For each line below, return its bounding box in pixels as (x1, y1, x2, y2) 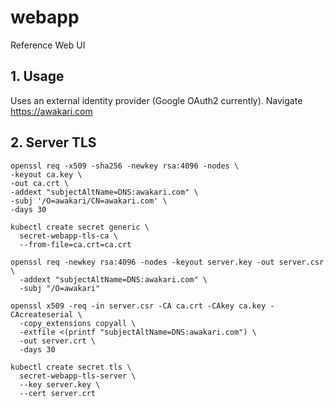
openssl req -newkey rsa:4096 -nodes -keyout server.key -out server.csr (10, 257, 325, 267)
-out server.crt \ (19, 336, 97, 346)
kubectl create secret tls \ (10, 362, 132, 372)
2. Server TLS (10, 134, 97, 151)
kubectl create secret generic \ (10, 222, 150, 232)
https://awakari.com (10, 105, 93, 117)
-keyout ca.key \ (10, 169, 83, 180)
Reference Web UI (10, 39, 86, 51)
